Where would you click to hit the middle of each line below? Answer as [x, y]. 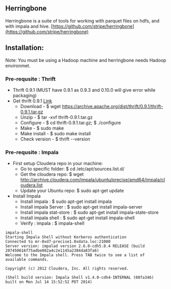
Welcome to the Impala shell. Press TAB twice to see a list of [75, 255]
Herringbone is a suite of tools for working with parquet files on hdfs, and [82, 20]
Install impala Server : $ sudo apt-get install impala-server [81, 207]
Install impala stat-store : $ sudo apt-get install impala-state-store [90, 213]
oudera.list [31, 185]
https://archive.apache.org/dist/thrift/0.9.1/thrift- [113, 106]
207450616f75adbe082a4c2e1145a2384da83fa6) [52, 251]
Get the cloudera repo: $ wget [52, 174]
